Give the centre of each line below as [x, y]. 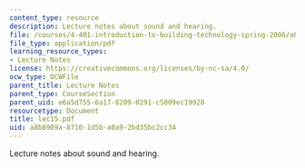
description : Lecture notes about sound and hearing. [113, 26]
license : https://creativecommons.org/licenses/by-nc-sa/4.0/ [129, 69]
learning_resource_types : [58, 52]
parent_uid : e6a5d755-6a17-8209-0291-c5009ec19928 [107, 102]
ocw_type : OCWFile [44, 77]
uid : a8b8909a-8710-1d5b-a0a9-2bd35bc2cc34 [93, 128]
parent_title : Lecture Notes [64, 85]
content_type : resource [54, 18]
